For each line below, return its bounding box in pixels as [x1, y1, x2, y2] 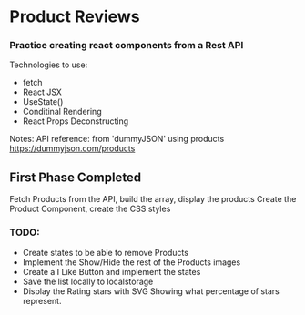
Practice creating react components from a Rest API [9, 39, 244, 52]
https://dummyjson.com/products [9, 143, 136, 154]
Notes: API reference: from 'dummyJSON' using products [9, 134, 225, 145]
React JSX [22, 86, 62, 97]
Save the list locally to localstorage [22, 276, 154, 287]
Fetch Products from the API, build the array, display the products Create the [9, 194, 297, 205]
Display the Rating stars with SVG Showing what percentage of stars [22, 285, 280, 297]
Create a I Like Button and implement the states [22, 266, 201, 277]
